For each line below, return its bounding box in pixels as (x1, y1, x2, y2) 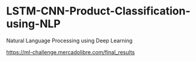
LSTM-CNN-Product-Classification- (6, 4, 191, 18)
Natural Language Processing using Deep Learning (6, 37, 133, 44)
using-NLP (6, 17, 61, 31)
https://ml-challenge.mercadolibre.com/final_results (6, 48, 135, 55)
